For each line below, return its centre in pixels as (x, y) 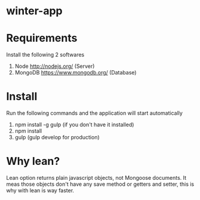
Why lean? (33, 161)
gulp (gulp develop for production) (57, 137)
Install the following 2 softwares (45, 55)
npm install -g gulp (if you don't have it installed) (74, 125)
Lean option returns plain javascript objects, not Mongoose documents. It (96, 178)
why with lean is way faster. (40, 190)
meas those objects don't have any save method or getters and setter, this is (100, 184)
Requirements (42, 38)
